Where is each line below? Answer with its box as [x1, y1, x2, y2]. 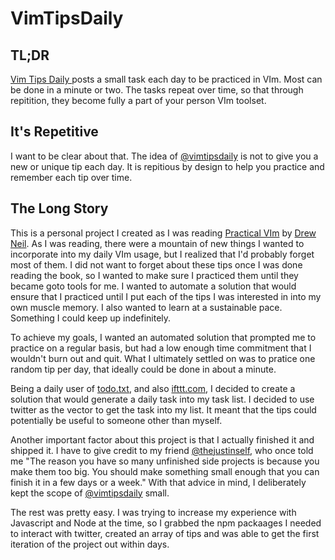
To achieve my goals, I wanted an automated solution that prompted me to [10, 331, 317, 343]
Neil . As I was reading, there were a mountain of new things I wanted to [10, 237, 305, 249]
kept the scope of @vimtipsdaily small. [10, 487, 170, 499]
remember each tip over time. [10, 171, 133, 183]
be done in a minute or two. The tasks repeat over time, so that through [10, 84, 304, 96]
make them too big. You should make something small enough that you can [10, 465, 320, 477]
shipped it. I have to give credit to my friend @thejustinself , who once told [10, 444, 314, 456]
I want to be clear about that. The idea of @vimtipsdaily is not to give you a [10, 150, 319, 162]
